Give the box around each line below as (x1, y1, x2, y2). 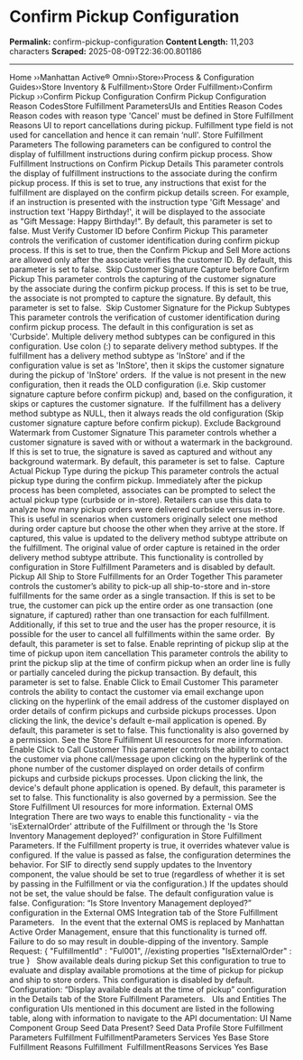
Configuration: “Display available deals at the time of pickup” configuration (9, 983, 287, 995)
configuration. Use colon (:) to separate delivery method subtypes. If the (9, 341, 279, 352)
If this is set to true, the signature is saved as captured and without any (9, 446, 273, 457)
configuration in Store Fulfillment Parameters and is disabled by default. (9, 561, 276, 572)
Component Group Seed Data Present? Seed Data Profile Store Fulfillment (9, 1022, 284, 1033)
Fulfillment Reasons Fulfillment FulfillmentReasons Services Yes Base (9, 1041, 269, 1052)
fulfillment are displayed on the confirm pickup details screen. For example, (9, 187, 290, 198)
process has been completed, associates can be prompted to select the (9, 484, 276, 495)
